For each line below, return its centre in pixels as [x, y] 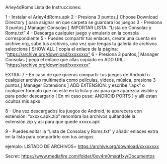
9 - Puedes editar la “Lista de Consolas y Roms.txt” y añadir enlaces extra [82, 131]
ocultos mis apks [23, 101]
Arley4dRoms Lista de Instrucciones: [43, 7]
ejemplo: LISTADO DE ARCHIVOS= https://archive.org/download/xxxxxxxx [82, 146]
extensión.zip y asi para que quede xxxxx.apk [53, 122]
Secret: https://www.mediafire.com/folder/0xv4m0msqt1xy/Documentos [80, 156]
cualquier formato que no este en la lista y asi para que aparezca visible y [81, 91]
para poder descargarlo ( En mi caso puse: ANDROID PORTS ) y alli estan [81, 96]
